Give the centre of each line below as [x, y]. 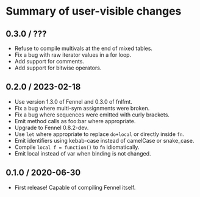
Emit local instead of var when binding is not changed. [83, 153]
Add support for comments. [49, 61]
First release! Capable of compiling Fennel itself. [75, 187]
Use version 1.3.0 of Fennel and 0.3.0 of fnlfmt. [73, 101]
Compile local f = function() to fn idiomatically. [77, 147]
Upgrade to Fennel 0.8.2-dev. [52, 127]
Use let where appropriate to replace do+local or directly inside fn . [99, 134]
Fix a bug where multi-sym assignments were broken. [82, 108]
